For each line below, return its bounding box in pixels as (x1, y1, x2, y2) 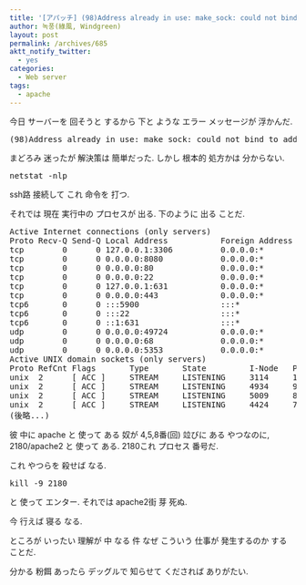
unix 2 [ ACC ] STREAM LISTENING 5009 (9, 390, 270, 401)
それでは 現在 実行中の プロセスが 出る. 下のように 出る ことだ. (9, 208, 246, 219)
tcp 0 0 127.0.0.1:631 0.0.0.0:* (9, 281, 264, 292)
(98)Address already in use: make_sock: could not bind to (9, 134, 280, 144)
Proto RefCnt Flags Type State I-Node (9, 363, 280, 374)
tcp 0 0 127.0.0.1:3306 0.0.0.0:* (9, 244, 264, 255)
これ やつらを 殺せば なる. (9, 459, 107, 470)
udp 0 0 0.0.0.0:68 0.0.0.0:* (9, 335, 264, 346)
